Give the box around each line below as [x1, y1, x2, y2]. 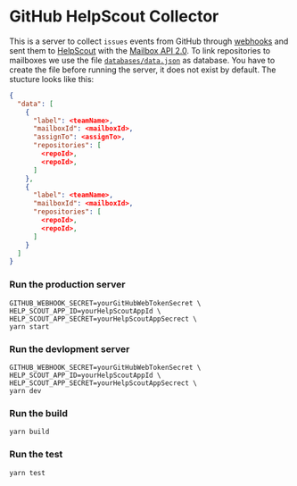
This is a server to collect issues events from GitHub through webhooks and [9, 36, 289, 46]
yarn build [9, 427, 50, 437]
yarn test [9, 468, 46, 477]
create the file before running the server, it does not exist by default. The [9, 64, 276, 75]
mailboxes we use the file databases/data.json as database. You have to [9, 54, 276, 65]
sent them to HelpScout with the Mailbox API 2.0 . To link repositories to [9, 45, 271, 55]
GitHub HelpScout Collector [9, 6, 219, 27]
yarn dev [9, 386, 42, 395]
